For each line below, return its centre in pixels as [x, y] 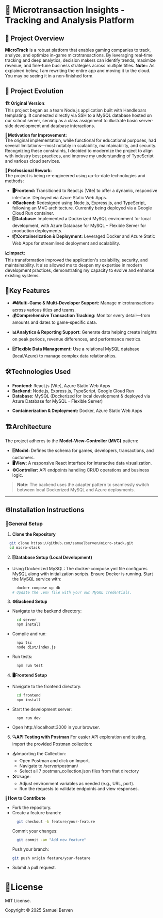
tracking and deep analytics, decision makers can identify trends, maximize [81, 60]
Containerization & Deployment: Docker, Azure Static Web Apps [77, 411]
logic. [17, 475]
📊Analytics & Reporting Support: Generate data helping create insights [84, 332]
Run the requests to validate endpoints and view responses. [79, 789]
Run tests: [22, 656]
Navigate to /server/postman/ [49, 766]
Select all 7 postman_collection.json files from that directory [79, 771]
